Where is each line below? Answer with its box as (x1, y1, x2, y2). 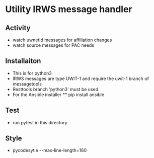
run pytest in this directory (12, 119, 67, 125)
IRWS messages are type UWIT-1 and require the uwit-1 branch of (12, 75, 149, 82)
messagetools (12, 81, 42, 87)
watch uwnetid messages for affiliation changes (12, 37, 112, 43)
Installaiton (5, 57, 41, 65)
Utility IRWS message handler (5, 4, 132, 15)
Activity (5, 24, 31, 32)
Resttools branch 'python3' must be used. (12, 86, 100, 92)
